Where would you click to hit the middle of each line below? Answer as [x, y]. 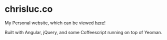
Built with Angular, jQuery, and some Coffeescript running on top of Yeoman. [83, 32]
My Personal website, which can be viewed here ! [55, 23]
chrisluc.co [29, 9]
